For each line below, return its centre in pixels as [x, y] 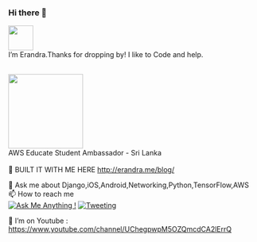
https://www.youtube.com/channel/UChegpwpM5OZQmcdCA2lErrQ [120, 229]
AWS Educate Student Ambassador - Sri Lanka [85, 153]
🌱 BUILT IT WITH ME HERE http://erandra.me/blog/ [92, 170]
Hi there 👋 [28, 13]
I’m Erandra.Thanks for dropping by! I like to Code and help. [106, 55]
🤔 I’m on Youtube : [38, 221]
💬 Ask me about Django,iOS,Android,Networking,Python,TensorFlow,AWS [128, 185]
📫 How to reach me [41, 194]
